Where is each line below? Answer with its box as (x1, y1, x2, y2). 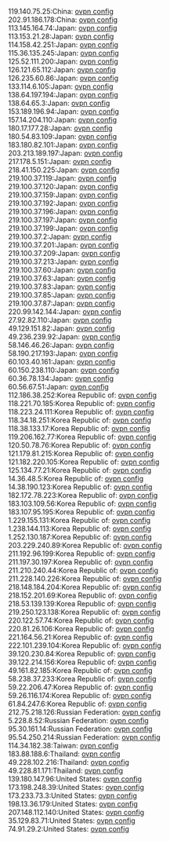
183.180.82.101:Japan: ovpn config (8, 141, 118, 149)
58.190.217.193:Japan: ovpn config (8, 349, 118, 358)
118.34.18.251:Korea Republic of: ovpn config (8, 415, 151, 425)
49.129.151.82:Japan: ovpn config (8, 324, 115, 333)
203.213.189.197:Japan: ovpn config (8, 148, 123, 158)
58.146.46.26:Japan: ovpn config (8, 341, 115, 349)
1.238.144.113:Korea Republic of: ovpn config (8, 524, 151, 533)
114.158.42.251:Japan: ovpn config (8, 40, 119, 49)
